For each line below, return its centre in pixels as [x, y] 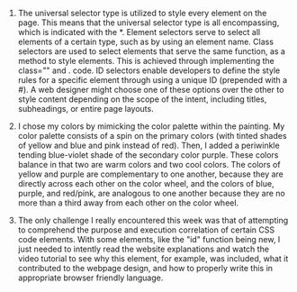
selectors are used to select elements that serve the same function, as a [152, 51]
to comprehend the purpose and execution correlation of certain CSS [146, 230]
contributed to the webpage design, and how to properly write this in [145, 268]
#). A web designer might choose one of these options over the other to [151, 90]
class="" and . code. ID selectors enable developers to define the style [149, 70]
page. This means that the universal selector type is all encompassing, [148, 23]
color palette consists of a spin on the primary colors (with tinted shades [152, 136]
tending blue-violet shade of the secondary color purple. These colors [148, 155]
